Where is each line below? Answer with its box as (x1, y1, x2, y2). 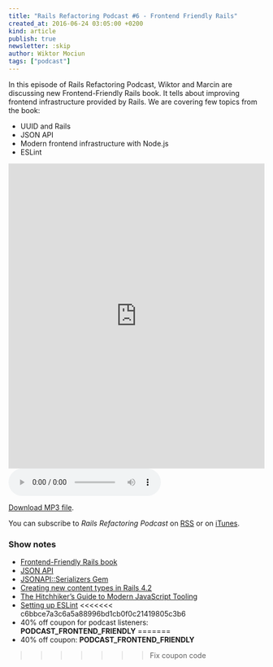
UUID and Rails (19, 121, 71, 131)
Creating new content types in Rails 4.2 (19, 583, 153, 593)
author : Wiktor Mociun (8, 50, 85, 58)
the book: (8, 105, 41, 115)
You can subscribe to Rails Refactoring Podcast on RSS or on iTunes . (8, 518, 240, 528)
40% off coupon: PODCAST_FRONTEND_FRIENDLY (19, 635, 195, 645)
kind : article (8, 27, 57, 35)
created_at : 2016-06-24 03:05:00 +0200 (8, 20, 144, 28)
